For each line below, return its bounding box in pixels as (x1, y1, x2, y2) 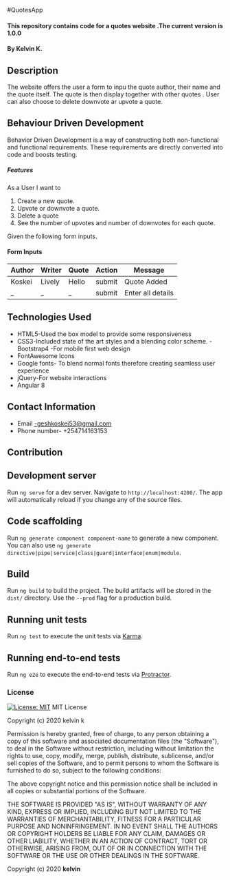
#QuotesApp (7, 6, 43, 14)
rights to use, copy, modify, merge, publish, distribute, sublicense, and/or (7, 752, 214, 760)
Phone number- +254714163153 (16, 426, 108, 434)
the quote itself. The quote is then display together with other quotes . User (7, 90, 220, 98)
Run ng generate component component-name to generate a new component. (7, 534, 220, 542)
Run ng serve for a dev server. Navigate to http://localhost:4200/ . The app (7, 488, 223, 496)
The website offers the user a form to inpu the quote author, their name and (7, 83, 221, 91)
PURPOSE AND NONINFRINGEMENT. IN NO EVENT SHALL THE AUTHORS (7, 822, 218, 830)
